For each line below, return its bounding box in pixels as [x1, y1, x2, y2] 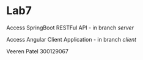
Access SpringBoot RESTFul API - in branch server [6, 24, 134, 31]
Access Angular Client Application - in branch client [6, 36, 136, 43]
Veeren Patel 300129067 [6, 47, 69, 55]
